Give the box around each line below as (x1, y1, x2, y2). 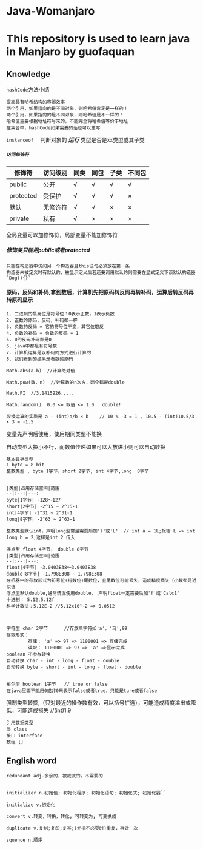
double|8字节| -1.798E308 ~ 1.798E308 (6, 571, 102, 577)
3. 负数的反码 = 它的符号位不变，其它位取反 (6, 324, 104, 330)
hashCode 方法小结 (6, 86, 50, 93)
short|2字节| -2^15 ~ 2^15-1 (6, 503, 78, 510)
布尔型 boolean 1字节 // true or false (6, 681, 108, 688)
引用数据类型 (6, 720, 34, 726)
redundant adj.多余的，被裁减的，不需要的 (6, 773, 103, 779)
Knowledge (6, 69, 50, 79)
